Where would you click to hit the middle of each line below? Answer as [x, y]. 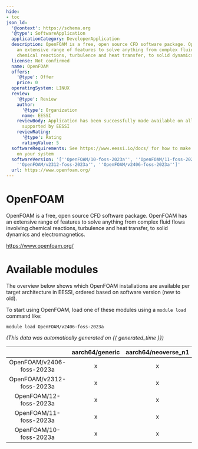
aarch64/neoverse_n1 [158, 352]
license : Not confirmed [40, 61]
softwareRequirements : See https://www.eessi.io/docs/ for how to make [101, 148]
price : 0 [27, 83]
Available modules [52, 270]
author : [26, 104]
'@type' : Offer [35, 77]
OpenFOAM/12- [37, 396]
